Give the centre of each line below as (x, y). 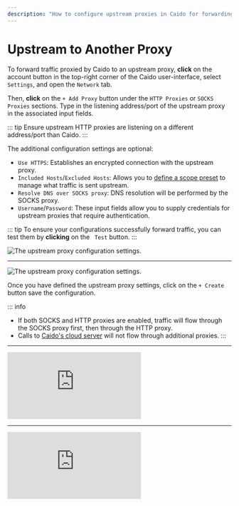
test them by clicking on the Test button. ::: (72, 237)
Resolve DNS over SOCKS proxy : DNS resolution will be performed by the (123, 193)
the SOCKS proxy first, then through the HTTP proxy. (95, 328)
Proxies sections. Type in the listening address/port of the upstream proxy (116, 106)
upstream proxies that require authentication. (84, 216)
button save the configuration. (52, 293)
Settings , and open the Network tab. (60, 84)
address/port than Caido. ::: (48, 135)
